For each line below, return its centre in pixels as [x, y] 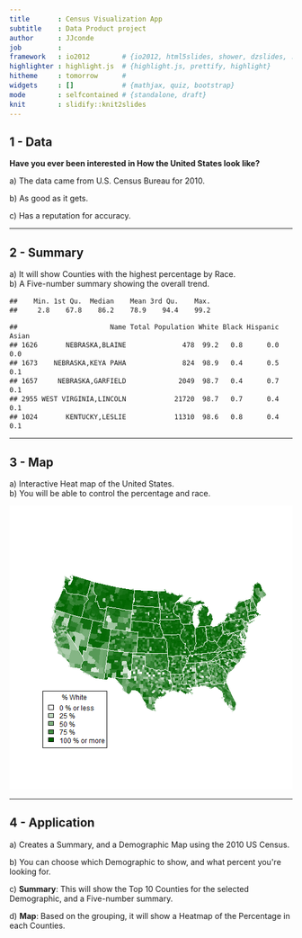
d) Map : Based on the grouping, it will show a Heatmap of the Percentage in [150, 916]
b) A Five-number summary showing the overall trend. [109, 284]
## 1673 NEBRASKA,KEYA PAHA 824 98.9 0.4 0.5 [144, 363]
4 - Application [52, 823]
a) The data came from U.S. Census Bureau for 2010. [107, 181]
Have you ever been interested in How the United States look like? [135, 164]
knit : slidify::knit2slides [78, 104]
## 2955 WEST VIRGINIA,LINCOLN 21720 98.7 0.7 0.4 [144, 399]
